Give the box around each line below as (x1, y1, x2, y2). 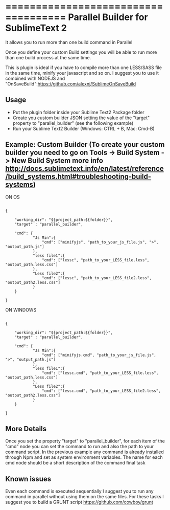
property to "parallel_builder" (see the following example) (12, 120, 134, 126)
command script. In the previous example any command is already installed (5, 449, 164, 455)
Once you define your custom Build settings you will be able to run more (5, 49, 157, 55)
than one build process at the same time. (5, 54, 91, 60)
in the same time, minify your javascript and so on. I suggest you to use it (5, 70, 159, 76)
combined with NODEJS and (5, 75, 65, 81)
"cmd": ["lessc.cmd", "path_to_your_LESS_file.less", (41, 370, 159, 375)
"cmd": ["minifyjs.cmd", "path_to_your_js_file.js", (41, 352, 157, 358)
